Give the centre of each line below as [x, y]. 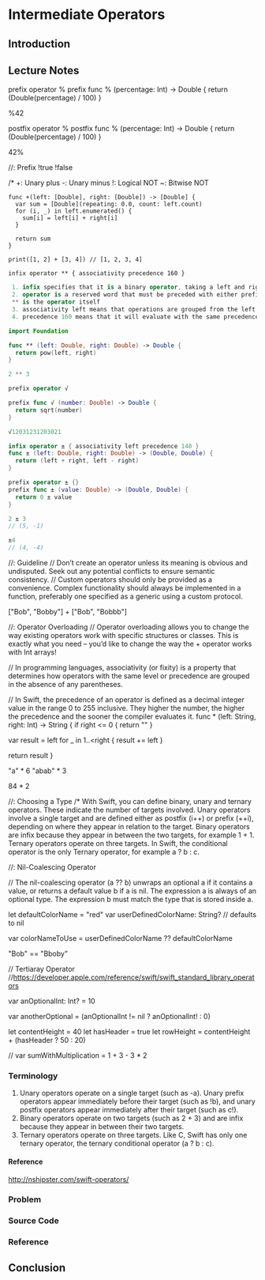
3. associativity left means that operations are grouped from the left [134, 310]
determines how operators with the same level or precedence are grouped [129, 676]
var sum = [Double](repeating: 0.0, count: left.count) [109, 204]
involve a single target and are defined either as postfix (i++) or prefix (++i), [131, 818]
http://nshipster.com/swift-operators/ [69, 1179]
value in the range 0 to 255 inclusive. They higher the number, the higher [127, 708]
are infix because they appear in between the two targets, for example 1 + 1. [131, 835]
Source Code [34, 1221]
